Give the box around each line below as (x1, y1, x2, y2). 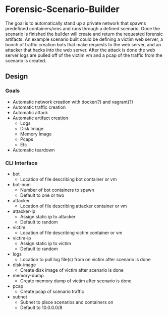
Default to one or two (20, 192, 65, 198)
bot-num (12, 181, 31, 187)
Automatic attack (12, 109, 48, 115)
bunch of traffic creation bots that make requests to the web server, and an (5, 41, 161, 47)
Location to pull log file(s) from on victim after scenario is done (20, 256, 151, 262)
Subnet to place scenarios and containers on (20, 299, 114, 305)
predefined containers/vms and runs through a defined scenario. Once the (5, 25, 160, 31)
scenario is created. (5, 57, 46, 63)
